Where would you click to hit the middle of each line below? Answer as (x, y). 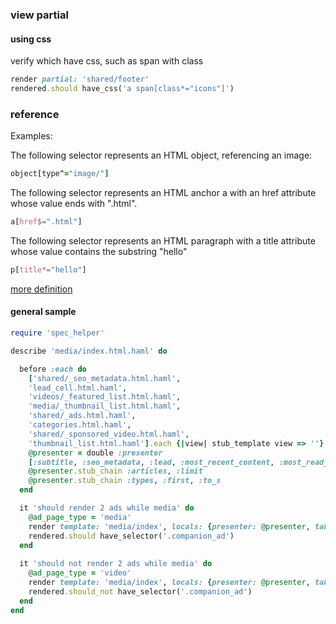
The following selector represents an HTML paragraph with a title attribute (163, 240)
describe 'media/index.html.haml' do (89, 351)
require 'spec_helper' (57, 333)
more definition (41, 289)
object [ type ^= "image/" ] (60, 174)
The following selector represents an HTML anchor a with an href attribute (163, 193)
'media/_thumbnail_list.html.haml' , (105, 406)
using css (31, 39)
